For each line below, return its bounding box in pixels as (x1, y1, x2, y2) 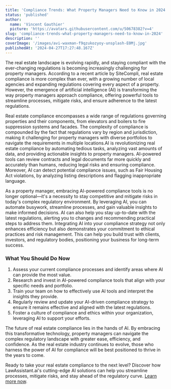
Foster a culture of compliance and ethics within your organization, (12, 309, 154, 315)
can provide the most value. (12, 272, 71, 278)
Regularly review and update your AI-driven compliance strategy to (12, 299, 154, 305)
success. (5, 242, 25, 248)
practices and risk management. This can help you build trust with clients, (5, 231, 161, 237)
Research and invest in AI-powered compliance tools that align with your (12, 277, 165, 283)
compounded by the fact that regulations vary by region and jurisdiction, (5, 129, 158, 135)
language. (5, 178, 27, 184)
